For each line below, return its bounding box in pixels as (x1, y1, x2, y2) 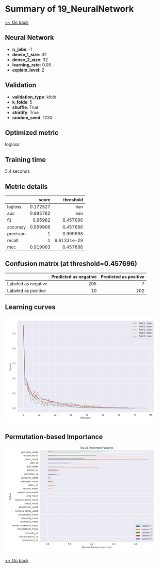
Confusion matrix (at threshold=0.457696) (5, 260, 137, 268)
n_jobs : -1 (12, 46, 32, 52)
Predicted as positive (100, 274, 145, 280)
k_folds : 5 (12, 99, 32, 105)
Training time (5, 155, 46, 163)
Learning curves (5, 303, 56, 311)
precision (7, 230, 26, 236)
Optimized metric (5, 129, 59, 137)
